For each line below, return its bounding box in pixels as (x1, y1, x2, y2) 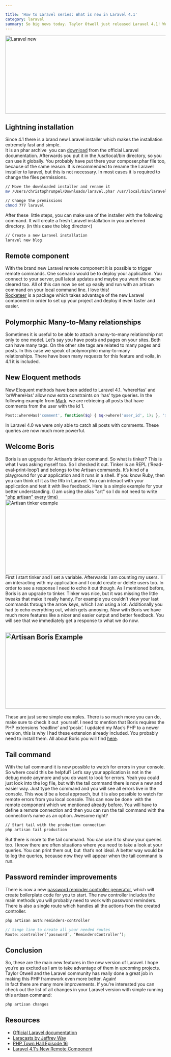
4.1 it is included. (5, 358, 40, 365)
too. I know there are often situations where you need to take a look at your (5, 842, 163, 848)
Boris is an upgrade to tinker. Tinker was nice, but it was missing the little (5, 590, 158, 597)
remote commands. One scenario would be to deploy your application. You (5, 271, 162, 277)
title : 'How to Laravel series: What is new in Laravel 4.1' (5, 12, 138, 17)
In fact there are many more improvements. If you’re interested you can (5, 981, 155, 987)
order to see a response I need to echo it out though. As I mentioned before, (5, 585, 165, 591)
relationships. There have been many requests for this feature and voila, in (5, 353, 161, 359)
